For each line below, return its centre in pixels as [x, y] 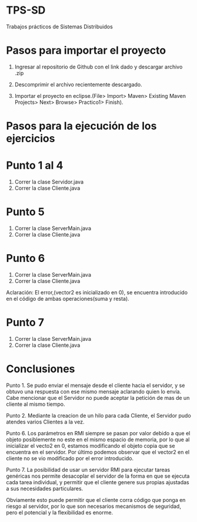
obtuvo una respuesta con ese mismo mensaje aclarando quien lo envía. [94, 391]
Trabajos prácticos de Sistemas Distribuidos [59, 27]
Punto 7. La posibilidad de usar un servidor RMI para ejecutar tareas [88, 470]
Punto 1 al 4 [35, 165]
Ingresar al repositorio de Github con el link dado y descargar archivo [98, 67]
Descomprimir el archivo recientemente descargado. [78, 84]
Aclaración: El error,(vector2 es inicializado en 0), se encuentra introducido [97, 292]
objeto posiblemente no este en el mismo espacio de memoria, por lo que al [98, 439]
